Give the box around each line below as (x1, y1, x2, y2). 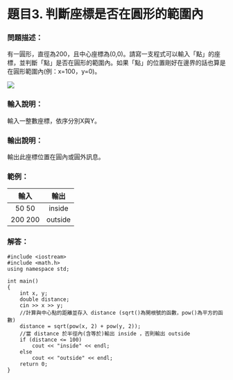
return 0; (19, 361, 49, 367)
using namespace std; (7, 265, 70, 272)
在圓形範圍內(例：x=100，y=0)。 (7, 67, 101, 76)
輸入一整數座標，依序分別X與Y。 (7, 116, 101, 125)
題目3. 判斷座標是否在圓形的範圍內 (7, 6, 204, 22)
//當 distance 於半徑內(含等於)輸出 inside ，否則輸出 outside (19, 330, 191, 337)
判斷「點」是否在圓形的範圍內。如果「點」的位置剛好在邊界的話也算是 (25, 58, 226, 67)
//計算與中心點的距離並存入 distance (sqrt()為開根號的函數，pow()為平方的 (19, 309, 218, 316)
